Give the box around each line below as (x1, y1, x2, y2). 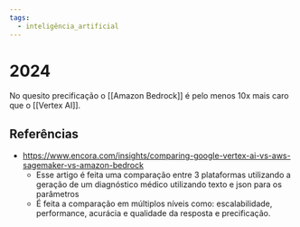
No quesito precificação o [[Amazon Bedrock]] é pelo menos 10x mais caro (9, 90, 289, 101)
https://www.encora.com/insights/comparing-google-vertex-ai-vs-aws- (22, 150, 291, 161)
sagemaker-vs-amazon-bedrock (22, 160, 145, 171)
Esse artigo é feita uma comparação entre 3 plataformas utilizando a (35, 169, 291, 181)
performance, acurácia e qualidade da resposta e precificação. (35, 208, 271, 219)
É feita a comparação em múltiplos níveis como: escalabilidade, (35, 198, 273, 209)
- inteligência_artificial (17, 22, 119, 31)
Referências (9, 126, 80, 141)
